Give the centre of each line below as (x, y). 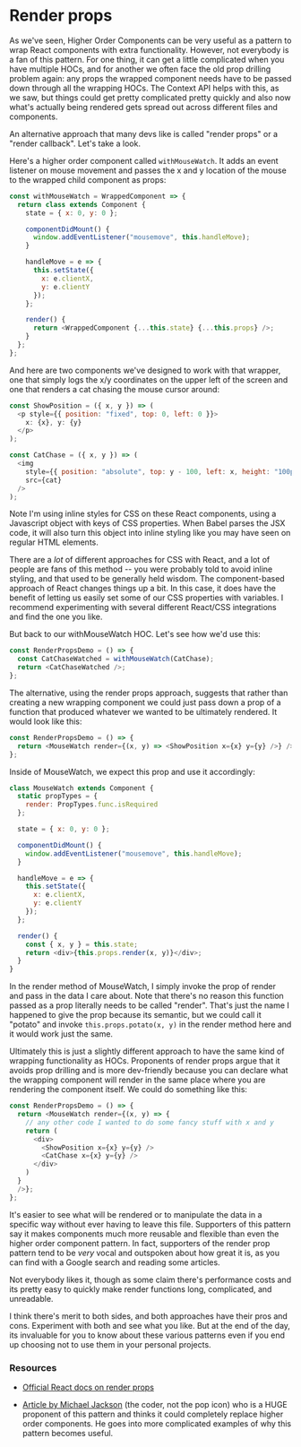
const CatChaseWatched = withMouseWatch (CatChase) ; (116, 659)
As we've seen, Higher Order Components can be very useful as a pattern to (150, 40)
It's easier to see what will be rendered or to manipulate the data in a (136, 1214)
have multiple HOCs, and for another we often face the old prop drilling (140, 69)
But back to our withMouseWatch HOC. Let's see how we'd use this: (135, 634)
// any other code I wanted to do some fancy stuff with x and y (150, 1122)
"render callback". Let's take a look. (75, 143)
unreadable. (31, 1298)
